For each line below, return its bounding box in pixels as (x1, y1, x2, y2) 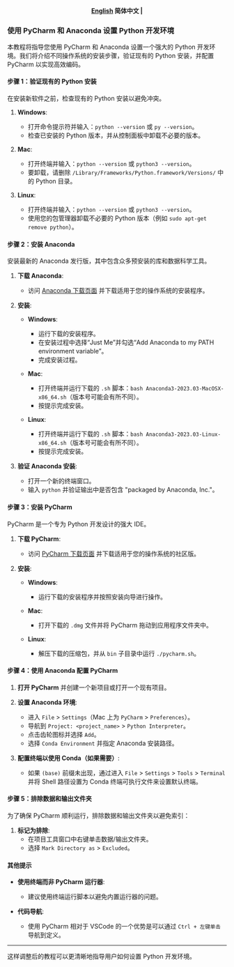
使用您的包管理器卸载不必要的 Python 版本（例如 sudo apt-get (27, 214, 207, 222)
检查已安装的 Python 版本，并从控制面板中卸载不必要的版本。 (27, 131, 205, 139)
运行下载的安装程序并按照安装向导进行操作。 (38, 593, 167, 601)
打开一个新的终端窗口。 (27, 477, 95, 485)
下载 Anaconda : (17, 272, 64, 280)
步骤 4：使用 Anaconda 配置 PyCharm (7, 667, 118, 675)
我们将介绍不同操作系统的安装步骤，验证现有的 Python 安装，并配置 (19, 51, 214, 59)
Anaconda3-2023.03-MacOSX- (146, 386, 224, 393)
